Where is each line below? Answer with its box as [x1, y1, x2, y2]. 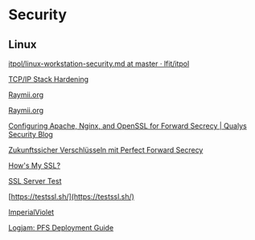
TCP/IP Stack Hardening [8, 75, 89, 83]
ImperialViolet [8, 207, 55, 217]
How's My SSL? [8, 161, 61, 170]
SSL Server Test [8, 177, 62, 185]
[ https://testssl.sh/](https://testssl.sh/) [8, 192, 135, 201]
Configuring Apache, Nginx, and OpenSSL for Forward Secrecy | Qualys [8, 121, 247, 130]
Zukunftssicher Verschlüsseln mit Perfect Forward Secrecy [8, 145, 204, 154]
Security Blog [8, 130, 54, 139]
